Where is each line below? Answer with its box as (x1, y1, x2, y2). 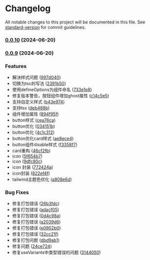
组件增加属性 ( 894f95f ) (12, 111, 59, 117)
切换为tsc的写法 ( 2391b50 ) (12, 81, 66, 87)
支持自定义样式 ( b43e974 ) (12, 99, 65, 105)
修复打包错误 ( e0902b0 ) (12, 225, 61, 231)
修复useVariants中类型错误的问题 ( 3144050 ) (12, 250, 101, 256)
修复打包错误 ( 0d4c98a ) (12, 213, 61, 219)
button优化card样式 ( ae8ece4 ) (12, 135, 74, 142)
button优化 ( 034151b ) (12, 123, 55, 130)
